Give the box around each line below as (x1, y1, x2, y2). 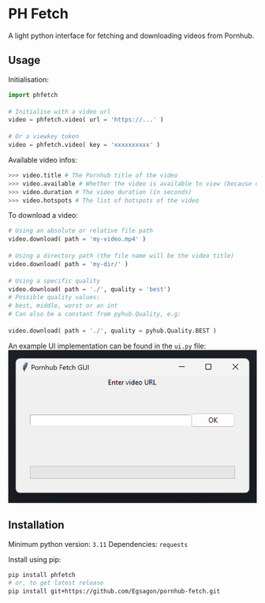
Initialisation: (8, 74, 49, 84)
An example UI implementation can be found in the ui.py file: (8, 341, 207, 350)
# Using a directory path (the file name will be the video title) (8, 252, 235, 260)
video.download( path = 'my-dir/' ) (8, 260, 129, 268)
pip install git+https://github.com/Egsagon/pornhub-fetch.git (8, 587, 221, 596)
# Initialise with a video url (8, 107, 111, 115)
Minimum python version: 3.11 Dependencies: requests (8, 539, 188, 549)
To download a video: (8, 211, 79, 220)
